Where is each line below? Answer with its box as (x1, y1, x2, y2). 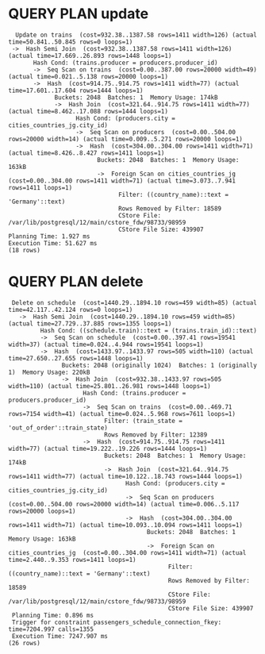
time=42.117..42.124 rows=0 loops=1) (8, 306, 133, 314)
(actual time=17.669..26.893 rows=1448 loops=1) (8, 52, 172, 60)
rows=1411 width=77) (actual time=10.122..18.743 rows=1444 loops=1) (8, 472, 244, 480)
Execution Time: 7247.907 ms (11, 632, 109, 640)
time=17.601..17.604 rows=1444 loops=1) (8, 87, 144, 94)
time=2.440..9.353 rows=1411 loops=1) (8, 556, 136, 564)
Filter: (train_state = (104, 417, 182, 425)
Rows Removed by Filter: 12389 (104, 430, 208, 439)
